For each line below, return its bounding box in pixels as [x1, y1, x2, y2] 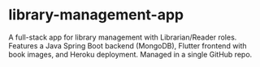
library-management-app [8, 6, 184, 24]
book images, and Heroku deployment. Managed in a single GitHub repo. [8, 49, 253, 59]
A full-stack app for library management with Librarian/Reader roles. [8, 32, 237, 42]
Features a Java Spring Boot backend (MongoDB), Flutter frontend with [8, 40, 247, 50]
